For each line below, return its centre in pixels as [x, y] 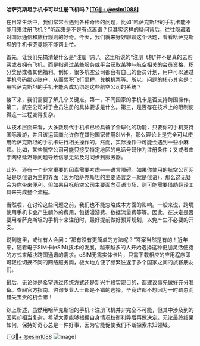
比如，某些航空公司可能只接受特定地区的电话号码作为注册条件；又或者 [102, 149]
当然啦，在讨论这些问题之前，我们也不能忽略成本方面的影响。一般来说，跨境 [100, 205]
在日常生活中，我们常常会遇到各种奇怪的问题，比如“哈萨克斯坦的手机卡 [93, 22]
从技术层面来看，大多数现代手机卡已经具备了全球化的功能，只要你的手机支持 [100, 127]
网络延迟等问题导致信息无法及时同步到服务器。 [68, 157]
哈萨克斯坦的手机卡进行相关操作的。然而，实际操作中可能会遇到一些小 [97, 142]
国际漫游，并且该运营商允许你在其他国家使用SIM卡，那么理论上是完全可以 [97, 135]
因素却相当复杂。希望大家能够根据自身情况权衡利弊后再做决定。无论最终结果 [100, 317]
